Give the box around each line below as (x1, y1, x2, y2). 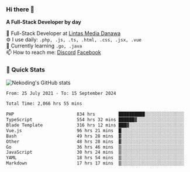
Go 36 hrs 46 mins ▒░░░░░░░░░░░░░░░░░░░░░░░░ (6, 144, 184, 150)
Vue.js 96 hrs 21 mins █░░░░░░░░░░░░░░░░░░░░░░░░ (6, 128, 184, 133)
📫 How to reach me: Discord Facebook (6, 49, 101, 56)
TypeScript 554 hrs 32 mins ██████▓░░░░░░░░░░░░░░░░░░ (6, 117, 184, 123)
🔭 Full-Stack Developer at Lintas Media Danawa (6, 30, 121, 37)
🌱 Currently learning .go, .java (6, 42, 82, 49)
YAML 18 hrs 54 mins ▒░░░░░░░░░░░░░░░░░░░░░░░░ (6, 155, 184, 161)
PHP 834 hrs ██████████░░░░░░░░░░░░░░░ (6, 111, 184, 118)
